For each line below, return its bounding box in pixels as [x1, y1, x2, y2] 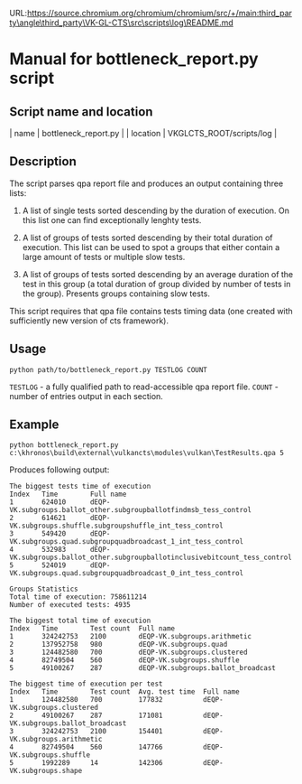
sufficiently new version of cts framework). [9, 315, 169, 326]
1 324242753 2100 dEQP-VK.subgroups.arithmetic [9, 632, 252, 641]
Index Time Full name [9, 490, 127, 499]
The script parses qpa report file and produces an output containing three [9, 178, 284, 189]
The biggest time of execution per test [9, 679, 164, 689]
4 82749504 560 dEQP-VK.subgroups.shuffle [9, 656, 241, 665]
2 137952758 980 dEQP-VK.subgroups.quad [9, 640, 228, 649]
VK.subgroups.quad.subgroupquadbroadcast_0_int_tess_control [9, 569, 244, 578]
